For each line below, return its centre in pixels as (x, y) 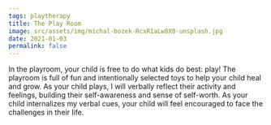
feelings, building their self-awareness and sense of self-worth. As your (128, 95)
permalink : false (38, 46)
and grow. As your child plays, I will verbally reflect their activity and (122, 87)
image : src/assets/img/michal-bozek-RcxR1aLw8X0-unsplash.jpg (116, 31)
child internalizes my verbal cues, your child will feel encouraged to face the (136, 104)
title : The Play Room (45, 24)
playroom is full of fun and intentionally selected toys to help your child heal (135, 78)
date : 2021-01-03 (38, 39)
